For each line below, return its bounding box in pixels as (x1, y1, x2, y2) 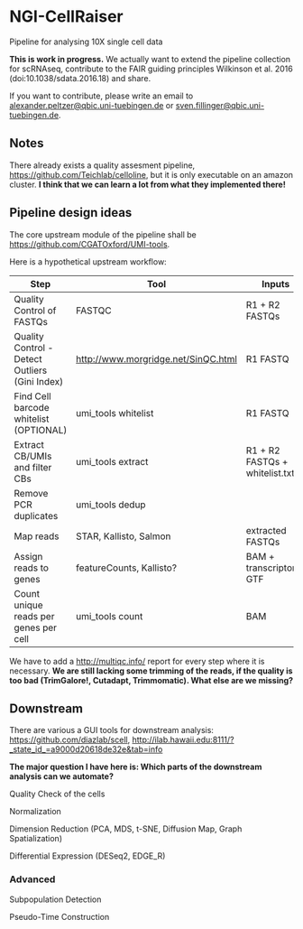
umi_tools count (75, 609, 143, 622)
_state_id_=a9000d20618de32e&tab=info (9, 744, 163, 755)
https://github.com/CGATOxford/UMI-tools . (9, 238, 170, 249)
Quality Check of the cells (9, 788, 106, 800)
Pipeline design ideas (9, 205, 133, 220)
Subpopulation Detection (9, 894, 102, 905)
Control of (14, 304, 57, 317)
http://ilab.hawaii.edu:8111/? (132, 734, 234, 746)
